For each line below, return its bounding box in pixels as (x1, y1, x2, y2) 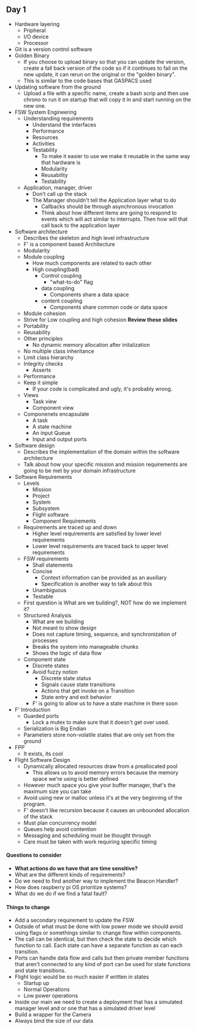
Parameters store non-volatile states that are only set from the (23, 731, 175, 738)
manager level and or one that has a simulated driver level (14, 1005, 156, 1012)
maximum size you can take (23, 787, 91, 795)
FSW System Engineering (14, 108, 77, 115)
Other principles (23, 334, 63, 342)
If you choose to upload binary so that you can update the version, (23, 58, 186, 65)
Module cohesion (23, 310, 66, 317)
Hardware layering (14, 20, 60, 27)
